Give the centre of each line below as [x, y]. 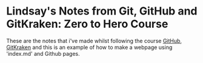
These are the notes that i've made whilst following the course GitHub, [94, 41]
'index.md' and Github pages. [43, 53]
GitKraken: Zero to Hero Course [87, 24]
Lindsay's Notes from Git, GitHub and [102, 11]
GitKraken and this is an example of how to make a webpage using [89, 47]
